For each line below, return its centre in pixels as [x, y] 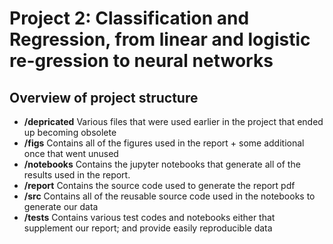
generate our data [61, 206]
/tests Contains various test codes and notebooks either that [149, 217]
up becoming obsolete [70, 132]
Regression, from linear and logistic [160, 39]
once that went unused [71, 153]
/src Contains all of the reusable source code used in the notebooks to [169, 196]
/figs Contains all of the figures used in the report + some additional [164, 143]
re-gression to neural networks [141, 61]
